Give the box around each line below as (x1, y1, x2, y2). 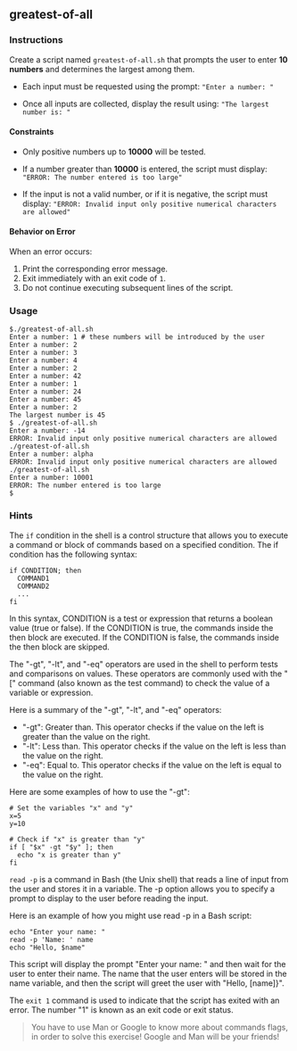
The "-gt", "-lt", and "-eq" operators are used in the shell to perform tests (9, 658, 278, 669)
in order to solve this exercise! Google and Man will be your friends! (30, 1030, 280, 1042)
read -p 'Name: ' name (9, 935, 94, 944)
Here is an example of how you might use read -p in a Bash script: (9, 910, 252, 921)
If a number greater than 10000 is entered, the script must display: (21, 163, 268, 174)
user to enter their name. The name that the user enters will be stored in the (9, 968, 287, 979)
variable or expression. (9, 687, 94, 698)
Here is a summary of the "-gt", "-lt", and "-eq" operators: (9, 704, 222, 715)
